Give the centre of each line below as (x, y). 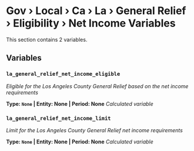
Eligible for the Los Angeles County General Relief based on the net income (97, 86)
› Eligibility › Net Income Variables (91, 23)
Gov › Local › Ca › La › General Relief (96, 11)
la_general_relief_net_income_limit (58, 118)
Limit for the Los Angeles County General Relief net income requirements (95, 130)
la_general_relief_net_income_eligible (63, 74)
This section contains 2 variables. (47, 39)
